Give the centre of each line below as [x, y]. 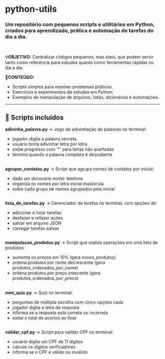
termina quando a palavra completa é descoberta [62, 155]
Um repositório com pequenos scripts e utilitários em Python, [80, 25]
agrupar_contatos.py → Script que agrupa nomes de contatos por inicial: [80, 169]
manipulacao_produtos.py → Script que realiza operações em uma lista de [82, 243]
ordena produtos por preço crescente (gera [56, 273]
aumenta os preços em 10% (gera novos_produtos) [64, 258]
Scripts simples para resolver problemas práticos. [62, 87]
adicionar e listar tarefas [37, 213]
